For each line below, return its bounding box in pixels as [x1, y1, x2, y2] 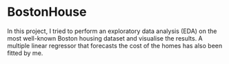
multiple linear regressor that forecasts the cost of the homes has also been [7, 41, 223, 50]
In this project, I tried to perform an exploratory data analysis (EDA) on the [7, 27, 217, 35]
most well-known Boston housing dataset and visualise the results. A [7, 34, 203, 42]
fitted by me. [7, 49, 43, 57]
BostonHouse [7, 4, 87, 20]
